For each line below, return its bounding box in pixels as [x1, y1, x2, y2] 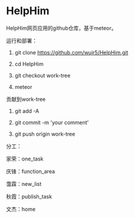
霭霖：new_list [6, 180, 42, 187]
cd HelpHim [14, 60, 44, 68]
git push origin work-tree [14, 130, 76, 137]
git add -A [14, 107, 40, 114]
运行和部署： [6, 37, 37, 44]
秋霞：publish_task [6, 193, 52, 200]
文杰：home [6, 206, 36, 213]
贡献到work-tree [6, 95, 46, 102]
